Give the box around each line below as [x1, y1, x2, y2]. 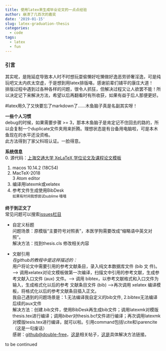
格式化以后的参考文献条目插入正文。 [25, 288, 99, 294]
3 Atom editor [12, 175, 41, 181]
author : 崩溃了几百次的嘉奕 [5, 12, 56, 17]
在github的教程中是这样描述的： [12, 257, 78, 263]
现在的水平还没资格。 [9, 132, 53, 138]
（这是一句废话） [12, 325, 47, 331]
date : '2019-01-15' [5, 16, 45, 21]
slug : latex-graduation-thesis [5, 21, 70, 26]
